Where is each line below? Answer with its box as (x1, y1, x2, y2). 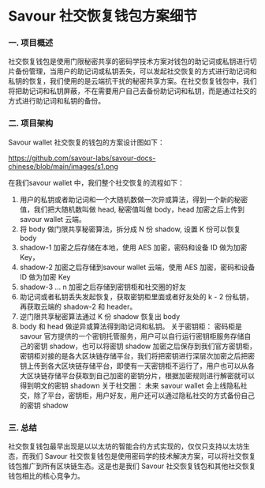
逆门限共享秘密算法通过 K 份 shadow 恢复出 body (19, 311, 181, 321)
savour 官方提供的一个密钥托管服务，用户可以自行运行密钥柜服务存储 (19, 331, 244, 340)
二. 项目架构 (8, 118, 54, 129)
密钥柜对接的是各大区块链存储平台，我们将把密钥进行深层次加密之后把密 (19, 351, 255, 360)
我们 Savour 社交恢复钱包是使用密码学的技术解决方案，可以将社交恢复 (28, 452, 256, 461)
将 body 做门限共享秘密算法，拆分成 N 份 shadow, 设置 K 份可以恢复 (19, 224, 241, 234)
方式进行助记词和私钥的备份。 (8, 96, 105, 106)
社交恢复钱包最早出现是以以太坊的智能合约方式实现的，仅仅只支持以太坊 (8, 441, 243, 451)
